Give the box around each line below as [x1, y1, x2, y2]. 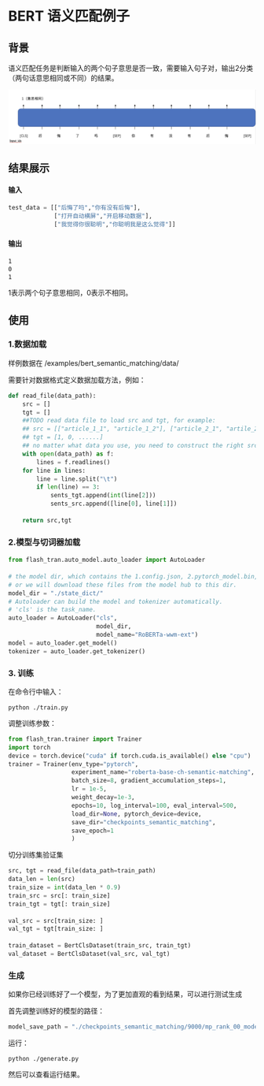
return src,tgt [22, 516, 72, 524]
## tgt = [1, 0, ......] [22, 433, 104, 441]
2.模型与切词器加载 [8, 537, 81, 548]
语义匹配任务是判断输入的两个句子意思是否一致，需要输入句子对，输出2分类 [8, 64, 254, 73]
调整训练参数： [8, 718, 57, 727]
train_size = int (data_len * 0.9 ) [8, 883, 122, 891]
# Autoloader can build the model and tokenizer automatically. [8, 597, 223, 605]
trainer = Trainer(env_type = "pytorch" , [8, 760, 139, 768]
